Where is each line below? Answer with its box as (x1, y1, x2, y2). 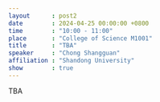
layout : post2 (8, 11, 78, 20)
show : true (8, 64, 74, 72)
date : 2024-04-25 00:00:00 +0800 (8, 19, 150, 27)
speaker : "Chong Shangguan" (8, 49, 121, 57)
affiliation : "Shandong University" (8, 57, 135, 65)
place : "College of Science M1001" (8, 34, 153, 43)
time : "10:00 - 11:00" (8, 27, 113, 35)
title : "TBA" (8, 42, 78, 50)
